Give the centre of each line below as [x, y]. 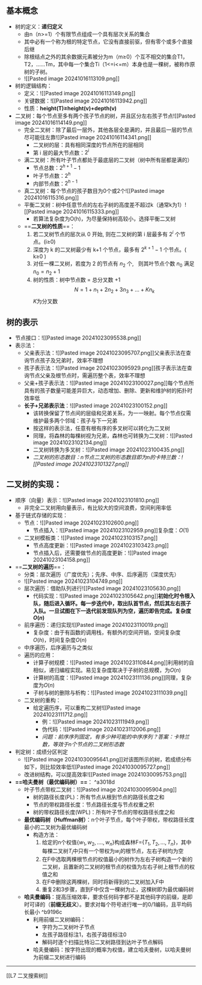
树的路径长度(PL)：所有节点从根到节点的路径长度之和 [99, 797]
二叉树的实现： [34, 484]
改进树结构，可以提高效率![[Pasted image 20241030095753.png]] [105, 774]
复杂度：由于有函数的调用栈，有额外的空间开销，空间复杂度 [107, 632]
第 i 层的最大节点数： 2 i [61, 152]
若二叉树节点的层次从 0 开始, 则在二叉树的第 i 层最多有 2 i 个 [106, 234]
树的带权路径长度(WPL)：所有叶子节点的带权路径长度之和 [104, 812]
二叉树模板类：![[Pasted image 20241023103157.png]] [91, 538]
